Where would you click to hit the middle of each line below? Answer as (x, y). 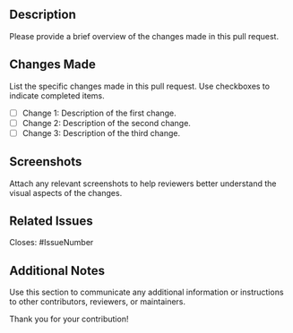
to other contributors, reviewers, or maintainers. (98, 302)
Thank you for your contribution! (69, 319)
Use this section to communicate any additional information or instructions (146, 292)
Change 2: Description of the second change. (106, 123)
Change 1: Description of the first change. (99, 113)
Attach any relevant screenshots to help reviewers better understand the (143, 184)
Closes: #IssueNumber (52, 243)
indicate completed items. (57, 95)
